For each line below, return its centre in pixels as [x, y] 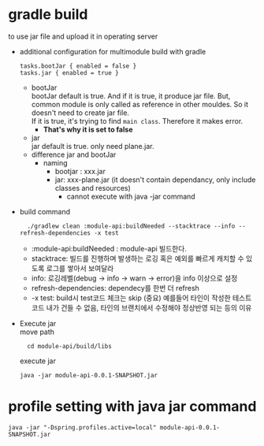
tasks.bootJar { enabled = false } [78, 66]
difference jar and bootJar [74, 154]
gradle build [48, 15]
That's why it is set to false [88, 129]
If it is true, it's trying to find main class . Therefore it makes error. [137, 121]
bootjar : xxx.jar [80, 171]
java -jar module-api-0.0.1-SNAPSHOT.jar [88, 375]
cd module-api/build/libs [69, 346]
